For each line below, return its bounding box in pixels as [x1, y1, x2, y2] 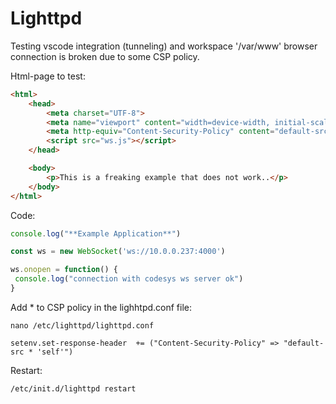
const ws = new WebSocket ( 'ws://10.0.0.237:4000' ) [10, 247, 226, 257]
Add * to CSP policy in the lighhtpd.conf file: [10, 301, 193, 313]
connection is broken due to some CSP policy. [10, 50, 200, 62]
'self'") [36, 347, 74, 357]
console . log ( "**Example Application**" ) [10, 228, 182, 239]
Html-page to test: [10, 70, 86, 82]
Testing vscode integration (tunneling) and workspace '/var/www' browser [10, 40, 318, 52]
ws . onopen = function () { [10, 265, 118, 275]
